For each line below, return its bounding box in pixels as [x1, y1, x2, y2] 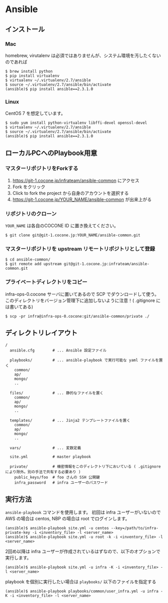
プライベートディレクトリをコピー [5, 279, 88, 286]
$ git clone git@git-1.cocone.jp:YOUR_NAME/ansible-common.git [5, 233, 141, 238]
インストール [5, 25, 45, 33]
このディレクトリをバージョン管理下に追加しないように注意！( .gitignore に [5, 297, 161, 304]
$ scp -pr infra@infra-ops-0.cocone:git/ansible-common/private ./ [5, 314, 150, 319]
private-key [5, 530, 30, 535]
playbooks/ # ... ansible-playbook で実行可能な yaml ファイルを [10, 358, 159, 363]
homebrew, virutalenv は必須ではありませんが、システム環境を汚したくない [5, 52, 161, 59]
